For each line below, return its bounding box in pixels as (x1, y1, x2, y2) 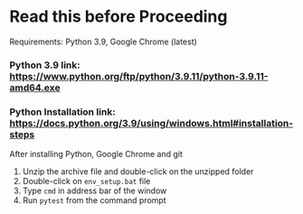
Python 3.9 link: (9, 59, 81, 71)
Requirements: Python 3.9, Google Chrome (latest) (9, 36, 197, 47)
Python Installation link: (9, 106, 116, 118)
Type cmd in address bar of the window (22, 185, 167, 196)
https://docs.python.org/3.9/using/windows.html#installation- (9, 116, 294, 129)
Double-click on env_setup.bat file (22, 176, 151, 187)
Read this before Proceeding (9, 6, 228, 27)
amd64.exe (9, 81, 61, 94)
